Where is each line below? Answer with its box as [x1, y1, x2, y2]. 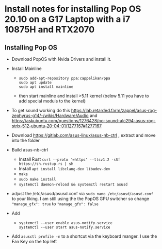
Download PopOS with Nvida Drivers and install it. [11, 56, 112, 62]
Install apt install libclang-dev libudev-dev [18, 166, 110, 171]
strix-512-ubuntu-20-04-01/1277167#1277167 [11, 123, 102, 129]
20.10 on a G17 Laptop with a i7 [4, 14, 130, 25]
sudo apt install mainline [18, 84, 74, 89]
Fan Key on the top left [11, 239, 57, 244]
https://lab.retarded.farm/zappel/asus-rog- [71, 108, 157, 113]
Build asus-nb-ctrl [11, 147, 48, 152]
